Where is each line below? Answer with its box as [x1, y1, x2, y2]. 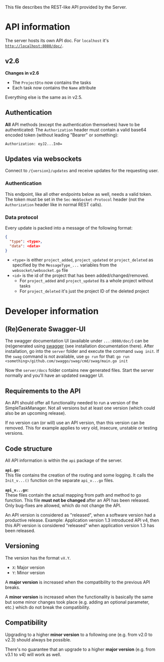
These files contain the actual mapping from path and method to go [5, 492, 141, 498]
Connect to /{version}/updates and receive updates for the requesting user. [5, 168, 159, 174]
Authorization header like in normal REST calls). [5, 201, 103, 208]
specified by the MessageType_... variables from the [12, 262, 117, 268]
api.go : [5, 467, 20, 473]
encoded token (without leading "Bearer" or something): [5, 132, 118, 138]
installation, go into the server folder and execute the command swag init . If [5, 348, 160, 354]
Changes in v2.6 [5, 70, 39, 76]
